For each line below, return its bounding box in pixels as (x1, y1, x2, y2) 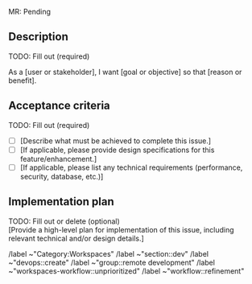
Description (8, 30, 68, 43)
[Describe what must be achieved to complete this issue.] (19, 136, 212, 146)
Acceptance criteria (8, 99, 110, 113)
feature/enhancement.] (19, 154, 97, 163)
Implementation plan (8, 195, 114, 208)
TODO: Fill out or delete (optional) (8, 216, 121, 226)
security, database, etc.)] (19, 171, 104, 181)
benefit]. (8, 76, 37, 85)
